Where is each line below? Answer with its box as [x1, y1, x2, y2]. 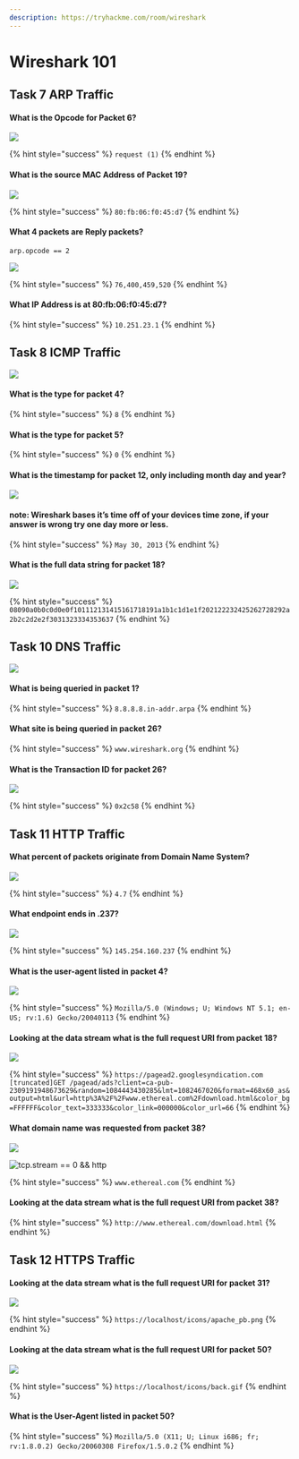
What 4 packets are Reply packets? [9, 226, 144, 237]
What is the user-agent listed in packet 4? [9, 966, 168, 977]
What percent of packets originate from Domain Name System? [9, 851, 251, 862]
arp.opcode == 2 [9, 246, 70, 255]
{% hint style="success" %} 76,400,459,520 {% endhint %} [9, 278, 228, 289]
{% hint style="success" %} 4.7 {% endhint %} [9, 888, 184, 899]
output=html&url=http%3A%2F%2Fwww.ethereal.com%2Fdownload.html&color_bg [9, 1094, 291, 1104]
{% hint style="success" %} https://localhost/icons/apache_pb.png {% [9, 1314, 277, 1325]
